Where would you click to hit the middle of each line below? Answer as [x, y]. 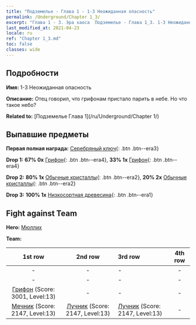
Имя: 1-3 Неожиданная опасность [49, 87]
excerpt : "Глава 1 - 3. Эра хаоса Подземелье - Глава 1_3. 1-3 [86, 22]
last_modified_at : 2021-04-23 [43, 28]
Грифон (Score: [34, 289]
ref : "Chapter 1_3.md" [34, 39]
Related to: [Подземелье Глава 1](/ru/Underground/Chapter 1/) [83, 116]
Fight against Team [42, 213]
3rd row [129, 257]
